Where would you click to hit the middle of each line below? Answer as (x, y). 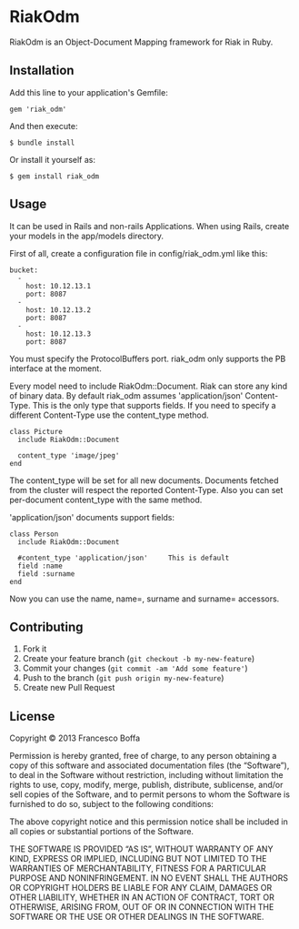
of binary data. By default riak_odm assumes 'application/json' (126, 395)
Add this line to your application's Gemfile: (89, 92)
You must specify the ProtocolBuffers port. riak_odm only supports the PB (148, 358)
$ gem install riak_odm (55, 176)
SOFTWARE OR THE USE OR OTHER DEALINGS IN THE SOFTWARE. (137, 917)
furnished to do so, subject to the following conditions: (111, 804)
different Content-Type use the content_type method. (109, 415)
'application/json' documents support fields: (92, 517)
